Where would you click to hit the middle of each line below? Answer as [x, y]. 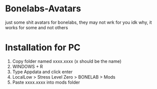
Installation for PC [43, 48]
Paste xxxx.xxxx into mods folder [46, 82]
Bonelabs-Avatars [43, 9]
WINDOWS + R [27, 66]
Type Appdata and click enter [42, 72]
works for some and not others [37, 27]
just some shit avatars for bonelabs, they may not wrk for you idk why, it [78, 22]
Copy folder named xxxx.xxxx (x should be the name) [67, 61]
